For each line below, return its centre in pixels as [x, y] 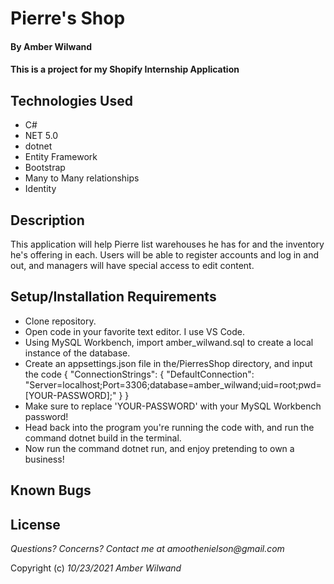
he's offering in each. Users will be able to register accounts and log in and [165, 255]
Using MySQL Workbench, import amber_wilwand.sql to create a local [169, 342]
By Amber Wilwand [51, 46]
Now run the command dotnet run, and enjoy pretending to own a [159, 448]
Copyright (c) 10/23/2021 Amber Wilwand [96, 568]
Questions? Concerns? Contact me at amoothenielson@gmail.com [147, 549]
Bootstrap [45, 168]
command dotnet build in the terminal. [103, 438]
